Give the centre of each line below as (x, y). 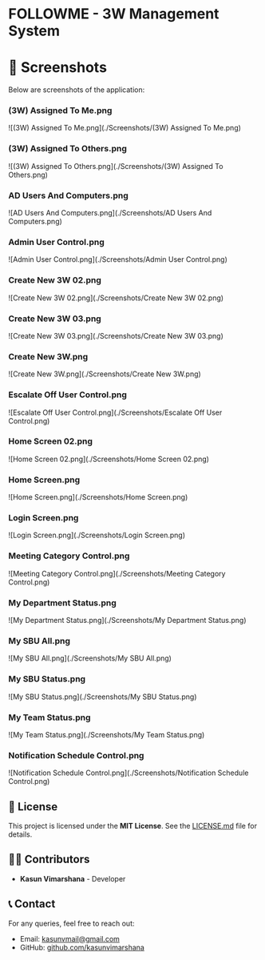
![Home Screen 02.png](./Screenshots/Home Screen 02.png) (109, 459)
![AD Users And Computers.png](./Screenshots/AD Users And (110, 213)
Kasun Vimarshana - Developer (73, 878)
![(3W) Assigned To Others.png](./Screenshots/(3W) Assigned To (116, 166)
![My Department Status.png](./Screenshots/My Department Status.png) (127, 620)
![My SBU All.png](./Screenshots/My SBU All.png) (90, 658)
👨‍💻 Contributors (49, 860)
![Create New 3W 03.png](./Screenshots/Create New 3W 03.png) (116, 335)
